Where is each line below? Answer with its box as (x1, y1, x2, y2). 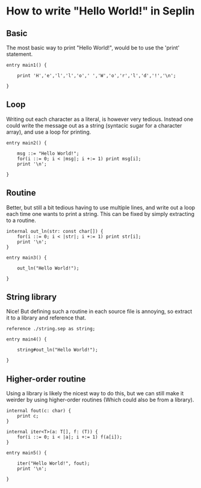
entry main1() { (6, 62, 47, 68)
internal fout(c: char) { (6, 408, 71, 414)
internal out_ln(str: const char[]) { (6, 228, 104, 234)
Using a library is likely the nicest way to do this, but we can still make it (6, 390, 184, 397)
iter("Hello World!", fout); (17, 460, 90, 467)
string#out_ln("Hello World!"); (17, 347, 98, 353)
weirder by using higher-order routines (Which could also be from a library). (6, 396, 194, 404)
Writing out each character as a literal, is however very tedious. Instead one (6, 116, 194, 123)
